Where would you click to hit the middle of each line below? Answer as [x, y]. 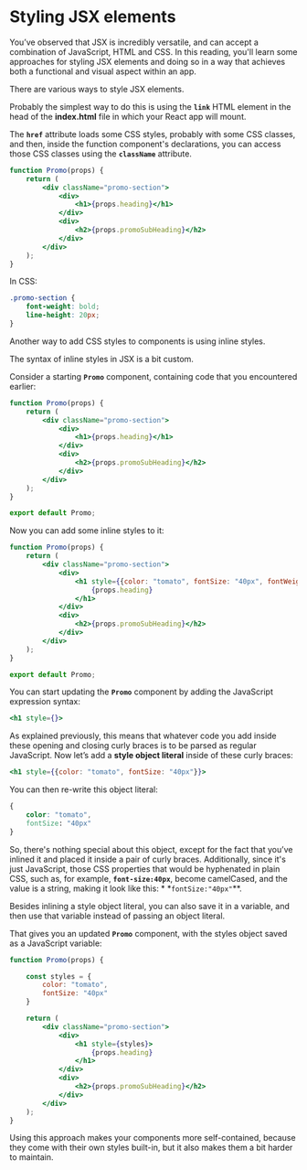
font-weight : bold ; [63, 307]
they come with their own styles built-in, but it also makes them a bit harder [151, 1148]
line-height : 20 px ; [63, 316]
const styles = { [59, 976]
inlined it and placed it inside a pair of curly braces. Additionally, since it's [148, 859]
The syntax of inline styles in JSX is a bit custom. [102, 359]
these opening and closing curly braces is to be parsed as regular [133, 746]
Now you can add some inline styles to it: [87, 531]
